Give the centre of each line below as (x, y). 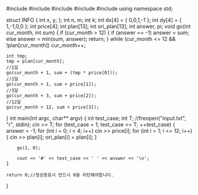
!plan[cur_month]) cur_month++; (46, 45)
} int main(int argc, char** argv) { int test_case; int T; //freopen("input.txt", (96, 118)
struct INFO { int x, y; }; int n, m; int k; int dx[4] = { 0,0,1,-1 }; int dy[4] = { (94, 20)
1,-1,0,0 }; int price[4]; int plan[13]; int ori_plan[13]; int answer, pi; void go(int (98, 26)
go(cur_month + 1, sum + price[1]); (51, 84)
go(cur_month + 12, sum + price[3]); (53, 107)
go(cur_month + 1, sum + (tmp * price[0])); (62, 73)
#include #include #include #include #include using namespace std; (90, 9)
